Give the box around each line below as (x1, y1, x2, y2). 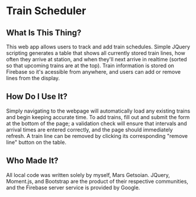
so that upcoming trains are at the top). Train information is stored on (6, 62, 175, 69)
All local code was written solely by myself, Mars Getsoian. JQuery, (6, 171, 171, 178)
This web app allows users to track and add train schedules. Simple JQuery (6, 43, 191, 50)
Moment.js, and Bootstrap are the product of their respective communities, (6, 178, 188, 185)
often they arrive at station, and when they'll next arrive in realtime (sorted (6, 56, 188, 63)
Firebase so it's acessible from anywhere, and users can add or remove (6, 68, 181, 75)
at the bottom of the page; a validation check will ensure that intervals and (6, 120, 188, 127)
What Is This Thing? (6, 28, 82, 38)
